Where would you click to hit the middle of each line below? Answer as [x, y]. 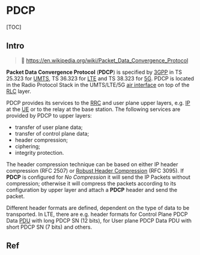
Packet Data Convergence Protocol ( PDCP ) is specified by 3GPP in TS [94, 72]
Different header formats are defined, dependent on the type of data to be [98, 208]
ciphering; [28, 146]
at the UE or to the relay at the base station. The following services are [93, 109]
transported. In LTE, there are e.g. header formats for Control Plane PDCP [97, 214]
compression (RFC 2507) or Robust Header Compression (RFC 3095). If [95, 170]
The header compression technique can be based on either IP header [92, 164]
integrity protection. [39, 152]
